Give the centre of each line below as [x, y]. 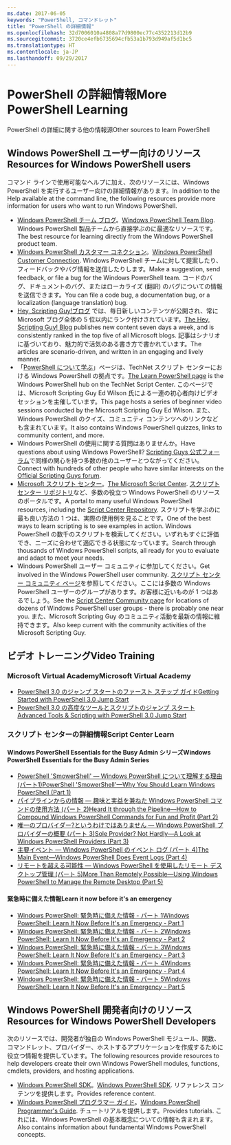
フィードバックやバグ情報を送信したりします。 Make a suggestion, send [119, 269]
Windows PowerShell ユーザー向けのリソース [104, 153]
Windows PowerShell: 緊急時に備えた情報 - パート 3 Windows [104, 947]
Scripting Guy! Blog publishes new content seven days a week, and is [115, 327]
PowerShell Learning [68, 109]
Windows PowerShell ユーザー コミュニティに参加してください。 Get [113, 566]
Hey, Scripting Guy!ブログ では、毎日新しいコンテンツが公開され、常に [118, 311]
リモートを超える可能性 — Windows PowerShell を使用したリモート [112, 865]
